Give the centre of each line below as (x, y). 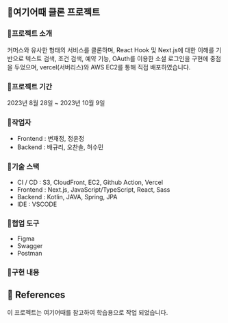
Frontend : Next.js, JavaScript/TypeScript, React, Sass (93, 189)
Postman (29, 253)
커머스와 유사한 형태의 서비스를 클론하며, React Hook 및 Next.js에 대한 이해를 (111, 49)
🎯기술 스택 (23, 167)
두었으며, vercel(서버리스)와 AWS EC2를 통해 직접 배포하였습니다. (102, 67)
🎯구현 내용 (23, 272)
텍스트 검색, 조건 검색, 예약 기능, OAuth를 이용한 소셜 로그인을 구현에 (117, 58)
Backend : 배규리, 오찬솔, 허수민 (60, 147)
